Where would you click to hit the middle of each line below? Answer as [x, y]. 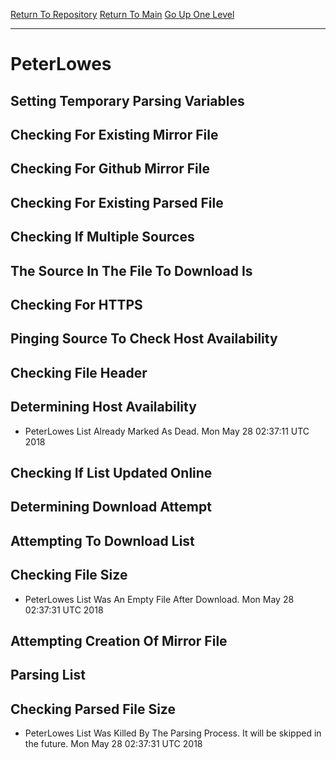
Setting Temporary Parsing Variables [127, 100]
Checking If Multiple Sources [102, 237]
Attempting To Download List [102, 540]
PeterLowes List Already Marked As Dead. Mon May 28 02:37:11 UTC [167, 431]
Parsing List [48, 675]
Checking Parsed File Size [93, 709]
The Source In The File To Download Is [131, 270]
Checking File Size [69, 575]
